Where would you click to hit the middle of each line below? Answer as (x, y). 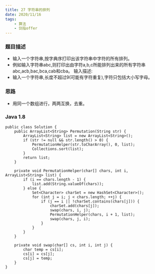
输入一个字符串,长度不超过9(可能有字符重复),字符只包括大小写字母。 (82, 77)
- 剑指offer (26, 28)
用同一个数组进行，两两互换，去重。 (50, 103)
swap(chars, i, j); (70, 210)
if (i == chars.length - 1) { (54, 180)
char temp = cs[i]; (43, 250)
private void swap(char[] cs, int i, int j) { (63, 245)
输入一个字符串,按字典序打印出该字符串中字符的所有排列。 (72, 58)
